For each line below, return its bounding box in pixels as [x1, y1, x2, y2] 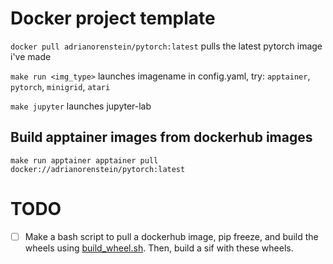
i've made [10, 50, 52, 62]
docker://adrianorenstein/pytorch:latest [10, 164, 186, 174]
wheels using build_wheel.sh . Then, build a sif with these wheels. [24, 242, 294, 254]
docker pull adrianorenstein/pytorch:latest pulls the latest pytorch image [10, 40, 323, 52]
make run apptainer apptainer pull [10, 155, 159, 166]
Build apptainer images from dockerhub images [10, 129, 313, 146]
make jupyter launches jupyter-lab [10, 100, 152, 112]
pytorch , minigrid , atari [10, 80, 111, 92]
